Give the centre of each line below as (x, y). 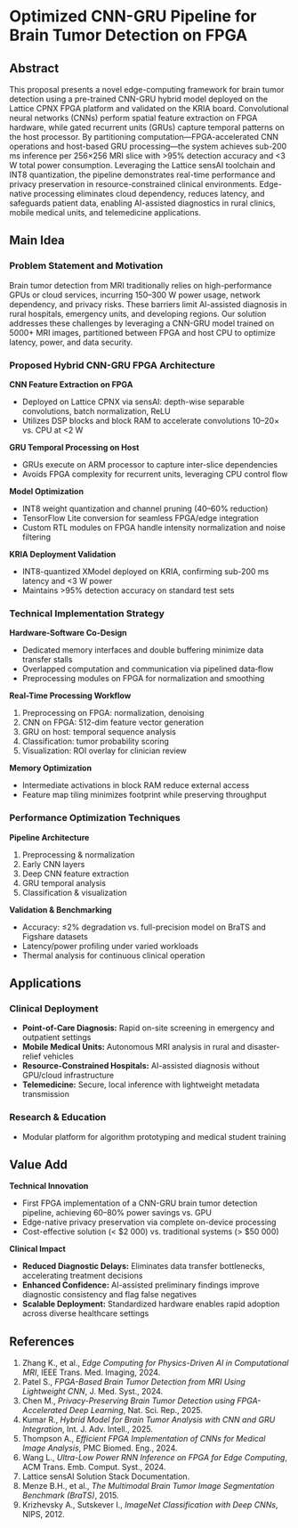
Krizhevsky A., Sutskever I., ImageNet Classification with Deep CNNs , (150, 1505)
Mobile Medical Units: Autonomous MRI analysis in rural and (134, 1047)
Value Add (39, 1164)
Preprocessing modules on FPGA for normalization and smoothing (143, 679)
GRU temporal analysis (64, 882)
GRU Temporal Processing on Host (74, 447)
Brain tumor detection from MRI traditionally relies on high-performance (141, 285)
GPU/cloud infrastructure (68, 1076)
